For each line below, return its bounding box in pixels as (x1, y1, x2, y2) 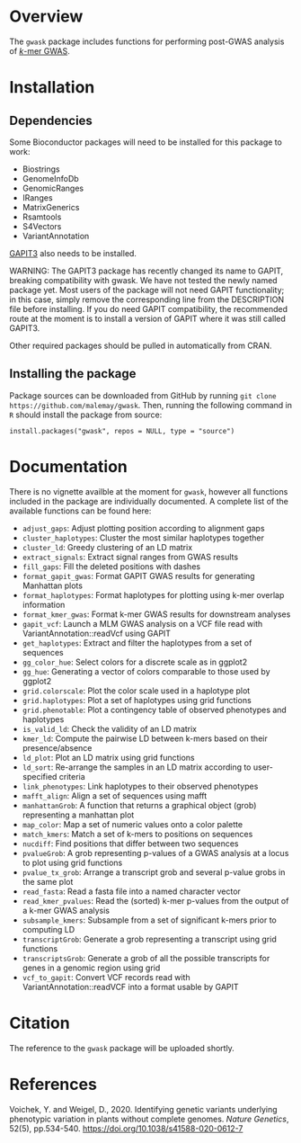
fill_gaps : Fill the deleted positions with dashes (22, 560, 200, 572)
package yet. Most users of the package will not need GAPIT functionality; (9, 284, 285, 295)
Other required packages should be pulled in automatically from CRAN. (9, 340, 272, 351)
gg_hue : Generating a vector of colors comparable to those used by (22, 665, 270, 676)
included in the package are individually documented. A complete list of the (9, 496, 289, 506)
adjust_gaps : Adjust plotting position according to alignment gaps (22, 522, 265, 533)
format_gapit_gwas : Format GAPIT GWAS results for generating (22, 570, 255, 581)
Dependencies (9, 112, 93, 128)
